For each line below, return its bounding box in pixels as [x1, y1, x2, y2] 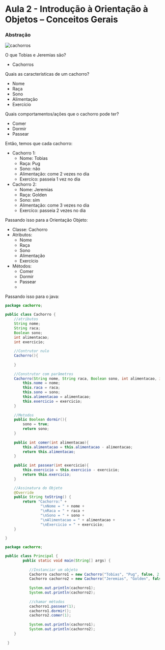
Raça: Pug [19, 161, 41, 167]
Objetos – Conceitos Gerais [5, 14, 118, 25]
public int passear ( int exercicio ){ [14, 463, 89, 468]
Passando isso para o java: [5, 294, 59, 299]
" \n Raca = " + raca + [40, 508, 84, 513]
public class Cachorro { [5, 312, 56, 317]
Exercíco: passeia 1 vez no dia [19, 176, 81, 182]
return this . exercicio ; [23, 472, 71, 477]
